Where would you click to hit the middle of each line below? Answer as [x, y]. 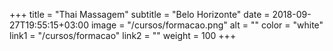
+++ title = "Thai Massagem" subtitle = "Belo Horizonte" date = [140, 14]
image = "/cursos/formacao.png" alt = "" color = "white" [207, 25]
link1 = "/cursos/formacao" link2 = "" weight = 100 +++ [123, 35]
